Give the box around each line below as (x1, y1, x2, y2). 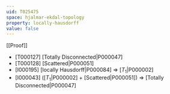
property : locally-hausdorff (6, 20, 79, 26)
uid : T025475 (6, 8, 39, 15)
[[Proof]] (6, 42, 28, 49)
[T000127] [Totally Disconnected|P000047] (14, 53, 123, 60)
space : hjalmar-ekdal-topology (6, 14, 85, 20)
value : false (6, 25, 39, 32)
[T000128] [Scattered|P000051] (14, 60, 94, 67)
